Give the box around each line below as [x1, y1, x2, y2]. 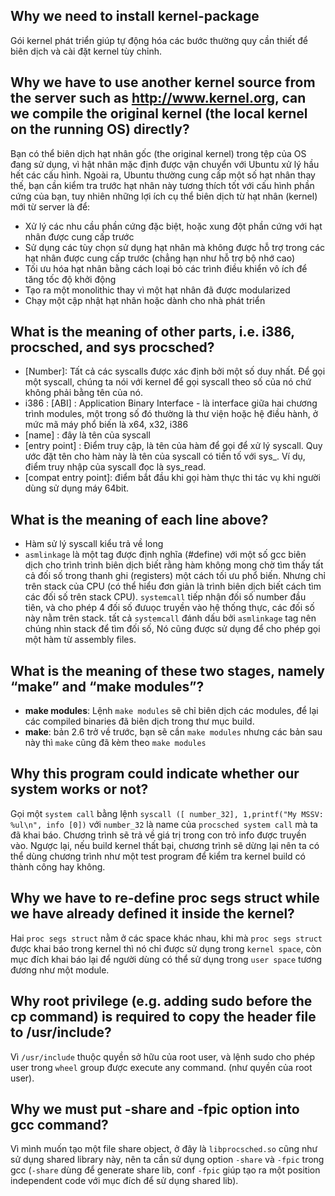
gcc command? [10, 1116, 109, 1133]
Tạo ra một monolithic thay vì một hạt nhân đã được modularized [24, 284, 291, 296]
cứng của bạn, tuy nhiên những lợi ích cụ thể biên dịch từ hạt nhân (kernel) [10, 190, 318, 202]
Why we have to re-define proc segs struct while [10, 890, 320, 907]
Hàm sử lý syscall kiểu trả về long [24, 538, 164, 550]
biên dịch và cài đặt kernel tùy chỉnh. [10, 45, 163, 57]
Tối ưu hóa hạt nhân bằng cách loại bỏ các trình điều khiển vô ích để [24, 262, 308, 274]
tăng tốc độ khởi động [24, 273, 117, 285]
